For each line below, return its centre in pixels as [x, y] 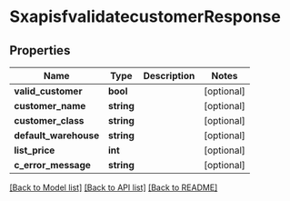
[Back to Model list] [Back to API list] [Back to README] [114, 187]
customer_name [50, 106]
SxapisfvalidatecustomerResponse [145, 17]
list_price [35, 150]
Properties [40, 50]
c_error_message [52, 165]
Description [169, 76]
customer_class [49, 121]
